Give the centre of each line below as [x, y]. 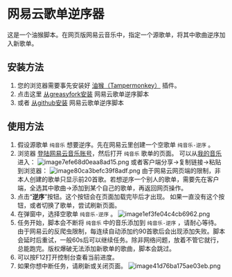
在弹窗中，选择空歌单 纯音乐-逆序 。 [67, 214]
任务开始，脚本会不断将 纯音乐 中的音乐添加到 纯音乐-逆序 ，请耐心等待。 [118, 222]
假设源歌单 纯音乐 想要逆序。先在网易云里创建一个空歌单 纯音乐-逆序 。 [116, 144]
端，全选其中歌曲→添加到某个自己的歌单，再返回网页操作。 [102, 188]
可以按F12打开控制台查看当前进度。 [68, 257]
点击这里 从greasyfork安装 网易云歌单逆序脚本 [83, 93]
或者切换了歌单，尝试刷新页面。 [75, 205]
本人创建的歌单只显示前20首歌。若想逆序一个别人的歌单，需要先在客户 [118, 179]
